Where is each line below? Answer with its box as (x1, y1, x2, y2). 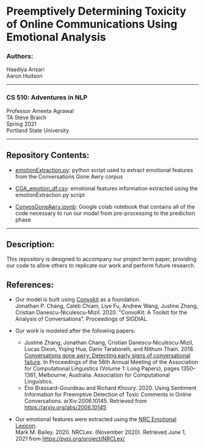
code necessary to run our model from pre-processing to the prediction (15, 209, 195, 217)
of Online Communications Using (6, 17, 178, 31)
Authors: (6, 52, 34, 60)
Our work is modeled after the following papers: (15, 327, 135, 334)
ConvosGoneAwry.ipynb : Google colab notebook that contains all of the (15, 203, 195, 210)
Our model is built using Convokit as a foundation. (15, 296, 141, 303)
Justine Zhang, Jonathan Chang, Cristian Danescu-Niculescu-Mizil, (24, 339, 194, 346)
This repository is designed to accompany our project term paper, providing (6, 255, 197, 263)
